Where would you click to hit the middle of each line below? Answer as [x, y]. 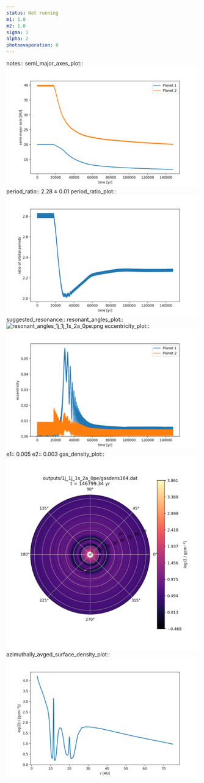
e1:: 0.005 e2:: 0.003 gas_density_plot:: [56, 454]
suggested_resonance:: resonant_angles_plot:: [65, 319]
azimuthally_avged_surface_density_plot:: [58, 654]
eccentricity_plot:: [127, 326]
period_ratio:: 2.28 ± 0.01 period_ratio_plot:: [61, 191]
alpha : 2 [17, 39]
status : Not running [33, 13]
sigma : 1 [17, 32]
